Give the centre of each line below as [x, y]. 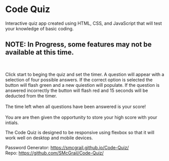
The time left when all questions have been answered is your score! [76, 106]
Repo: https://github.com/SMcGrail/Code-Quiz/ [54, 153]
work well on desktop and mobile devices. [49, 138]
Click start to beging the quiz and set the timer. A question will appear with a [85, 74]
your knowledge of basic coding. [39, 28]
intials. [12, 123]
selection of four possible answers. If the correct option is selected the [79, 80]
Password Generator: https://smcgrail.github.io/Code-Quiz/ [67, 147]
